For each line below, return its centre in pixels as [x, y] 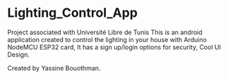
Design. [18, 55]
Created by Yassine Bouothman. [54, 68]
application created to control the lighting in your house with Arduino [107, 39]
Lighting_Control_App [72, 13]
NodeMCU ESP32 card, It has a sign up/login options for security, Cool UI [114, 47]
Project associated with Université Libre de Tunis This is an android [105, 32]
